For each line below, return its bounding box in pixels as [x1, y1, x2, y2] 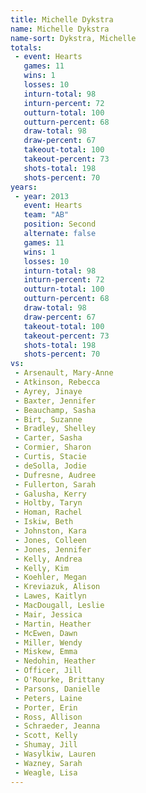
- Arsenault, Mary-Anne [14, 368, 114, 378]
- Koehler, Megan [14, 572, 87, 583]
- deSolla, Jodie [14, 461, 87, 471]
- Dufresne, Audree [14, 470, 97, 480]
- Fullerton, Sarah [14, 479, 97, 490]
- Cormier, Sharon [14, 442, 92, 453]
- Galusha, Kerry [14, 489, 87, 499]
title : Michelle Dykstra [10, 14, 114, 25]
